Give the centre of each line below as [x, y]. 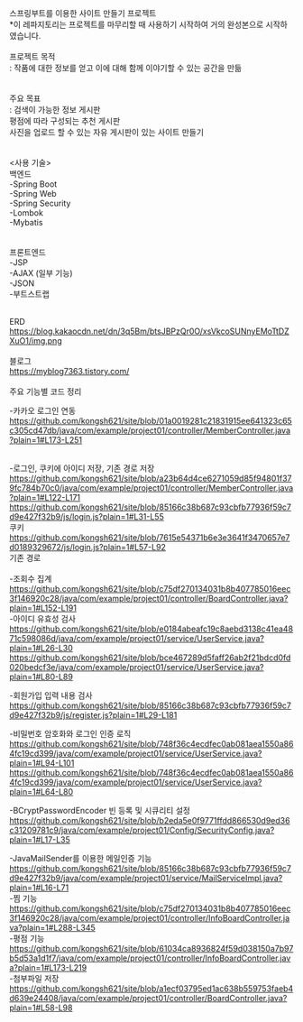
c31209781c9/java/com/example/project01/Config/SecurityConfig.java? [142, 830]
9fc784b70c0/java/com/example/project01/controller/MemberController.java [151, 488]
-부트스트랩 [29, 294]
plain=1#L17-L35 [40, 840]
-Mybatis [26, 222]
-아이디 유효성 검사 [43, 619]
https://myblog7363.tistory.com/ [69, 371]
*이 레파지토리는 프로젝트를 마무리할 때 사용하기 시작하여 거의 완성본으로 [137, 24]
